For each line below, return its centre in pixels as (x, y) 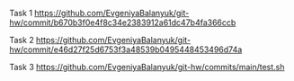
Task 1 (21, 13)
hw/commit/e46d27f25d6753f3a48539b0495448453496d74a (126, 49)
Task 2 (22, 40)
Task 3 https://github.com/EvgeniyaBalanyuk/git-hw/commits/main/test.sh (147, 67)
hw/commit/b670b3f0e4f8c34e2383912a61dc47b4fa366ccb (123, 22)
